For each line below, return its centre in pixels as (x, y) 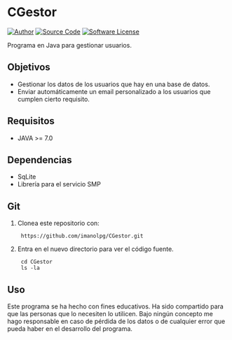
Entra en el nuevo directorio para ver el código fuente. (95, 249)
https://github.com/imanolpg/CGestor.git (82, 236)
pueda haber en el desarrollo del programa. (70, 329)
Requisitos (31, 121)
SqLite (27, 177)
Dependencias (40, 159)
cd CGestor (36, 262)
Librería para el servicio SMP (59, 184)
